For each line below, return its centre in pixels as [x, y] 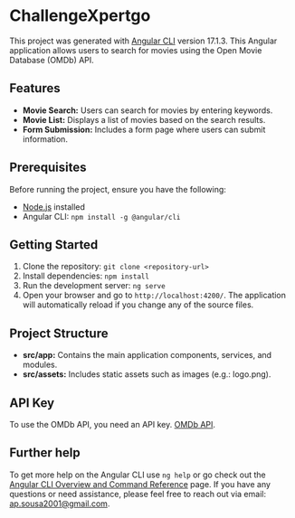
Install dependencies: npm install [86, 276]
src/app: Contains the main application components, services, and [147, 355]
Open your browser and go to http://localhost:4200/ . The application [154, 296]
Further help [45, 453]
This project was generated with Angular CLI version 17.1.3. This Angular [143, 41]
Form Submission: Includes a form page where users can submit [144, 129]
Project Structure [59, 333]
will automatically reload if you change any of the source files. [138, 305]
